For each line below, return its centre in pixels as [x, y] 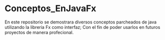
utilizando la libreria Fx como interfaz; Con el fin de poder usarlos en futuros [82, 27]
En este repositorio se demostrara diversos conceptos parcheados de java [81, 22]
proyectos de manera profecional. [39, 32]
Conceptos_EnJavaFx [51, 9]
